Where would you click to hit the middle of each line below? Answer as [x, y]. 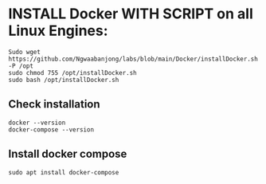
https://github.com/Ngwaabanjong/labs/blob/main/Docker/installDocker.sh [133, 59]
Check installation [55, 104]
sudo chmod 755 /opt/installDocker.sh [72, 72]
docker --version [37, 123]
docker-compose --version [51, 129]
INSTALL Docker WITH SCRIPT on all [131, 14]
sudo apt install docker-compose [64, 172]
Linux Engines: [59, 31]
